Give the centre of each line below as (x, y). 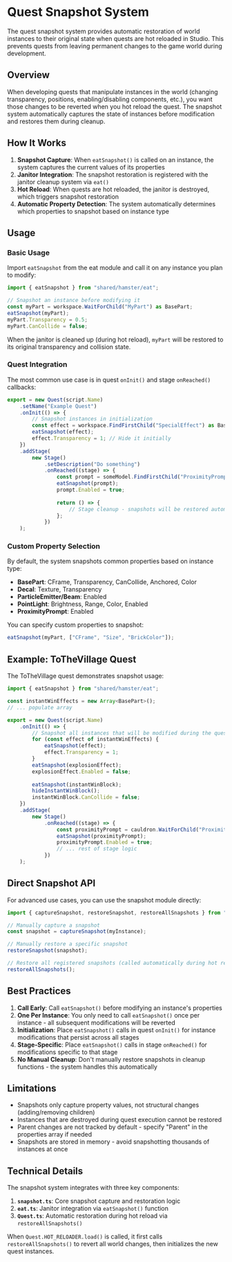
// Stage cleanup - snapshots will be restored (138, 509)
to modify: (22, 275)
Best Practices (39, 991)
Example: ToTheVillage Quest (72, 659)
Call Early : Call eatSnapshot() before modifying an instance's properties (119, 1008)
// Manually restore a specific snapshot (68, 944)
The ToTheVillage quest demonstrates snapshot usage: (86, 676)
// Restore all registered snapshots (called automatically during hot (112, 963)
